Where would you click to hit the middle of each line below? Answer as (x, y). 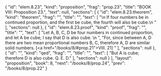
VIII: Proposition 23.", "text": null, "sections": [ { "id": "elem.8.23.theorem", (79, 12)
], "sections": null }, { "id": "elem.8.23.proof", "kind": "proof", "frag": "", (76, 27)
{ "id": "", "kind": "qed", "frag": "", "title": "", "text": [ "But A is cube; (72, 53)
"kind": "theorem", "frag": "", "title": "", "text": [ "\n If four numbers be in (77, 17)
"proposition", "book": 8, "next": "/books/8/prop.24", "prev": (65, 63)
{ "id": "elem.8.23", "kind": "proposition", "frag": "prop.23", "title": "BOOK (78, 7)
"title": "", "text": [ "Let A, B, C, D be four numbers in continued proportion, (79, 32)
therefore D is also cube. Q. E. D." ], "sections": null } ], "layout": (69, 58)
